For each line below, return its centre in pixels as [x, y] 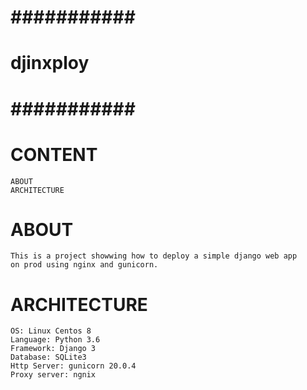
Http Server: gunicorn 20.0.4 [73, 366]
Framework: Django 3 [53, 349]
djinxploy [50, 63]
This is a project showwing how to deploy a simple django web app [154, 256]
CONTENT [54, 154]
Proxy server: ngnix [53, 375]
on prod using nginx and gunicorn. [84, 265]
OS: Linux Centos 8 [51, 331]
